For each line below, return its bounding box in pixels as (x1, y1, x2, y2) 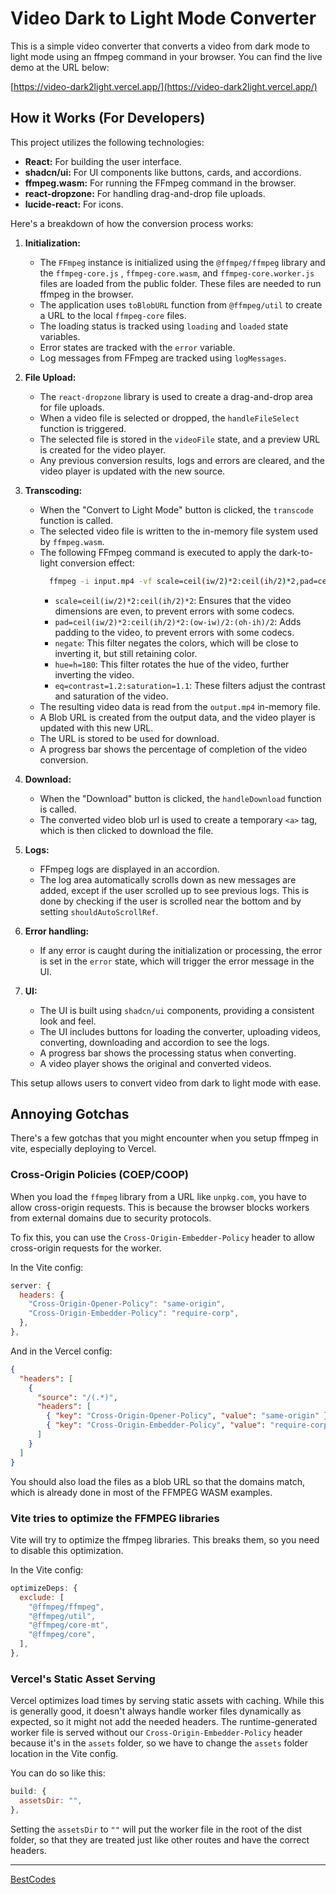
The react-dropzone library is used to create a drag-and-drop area (39, 390, 313, 402)
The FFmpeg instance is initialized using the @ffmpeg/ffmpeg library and (39, 256, 326, 268)
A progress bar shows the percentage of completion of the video (39, 743, 308, 755)
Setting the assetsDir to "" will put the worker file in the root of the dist (10, 1823, 302, 1835)
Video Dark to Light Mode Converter (10, 7, 317, 30)
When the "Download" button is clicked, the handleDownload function (39, 792, 322, 804)
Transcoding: (24, 484, 83, 496)
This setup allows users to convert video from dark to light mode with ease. (10, 1077, 322, 1089)
